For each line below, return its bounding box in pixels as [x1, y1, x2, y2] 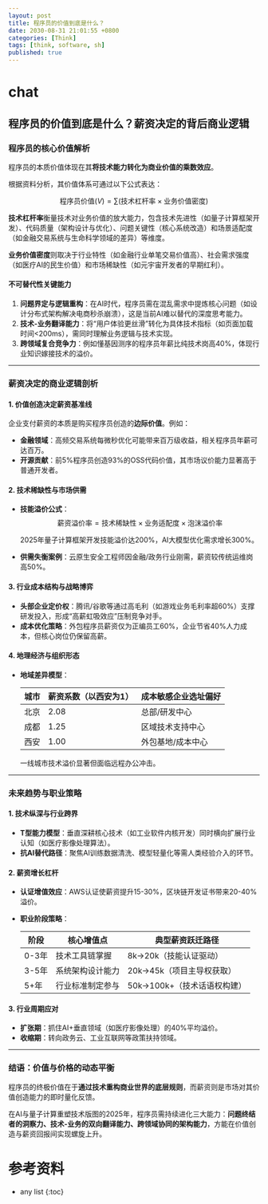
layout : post [8, 11, 52, 20]
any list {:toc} [19, 1186, 64, 1196]
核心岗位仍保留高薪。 [41, 631, 112, 640]
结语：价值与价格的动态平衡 [8, 1062, 115, 1073]
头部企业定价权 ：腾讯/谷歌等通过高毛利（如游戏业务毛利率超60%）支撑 [19, 601, 255, 611]
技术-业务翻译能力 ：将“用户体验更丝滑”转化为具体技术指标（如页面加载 [19, 319, 254, 329]
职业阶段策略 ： [19, 914, 69, 923]
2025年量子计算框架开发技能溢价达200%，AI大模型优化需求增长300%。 [19, 535, 259, 545]
